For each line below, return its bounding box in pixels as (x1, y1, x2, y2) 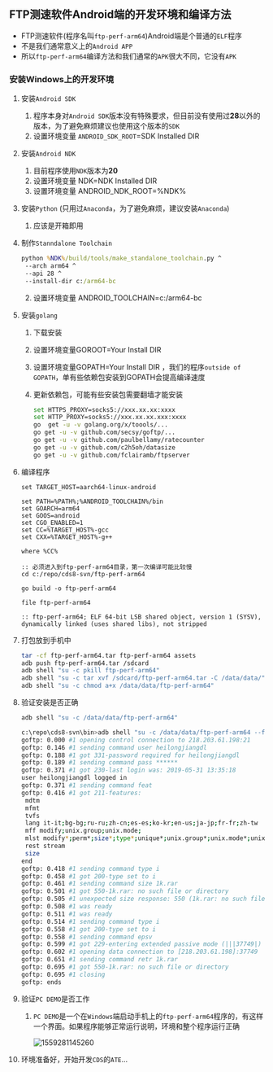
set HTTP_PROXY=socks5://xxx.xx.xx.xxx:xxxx (32, 413, 187, 422)
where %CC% (20, 547, 58, 555)
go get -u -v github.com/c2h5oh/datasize (32, 443, 175, 452)
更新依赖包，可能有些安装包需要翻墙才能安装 (32, 389, 184, 399)
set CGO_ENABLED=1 (20, 518, 84, 527)
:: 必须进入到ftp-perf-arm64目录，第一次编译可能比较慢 (20, 562, 193, 571)
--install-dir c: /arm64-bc (24, 277, 116, 285)
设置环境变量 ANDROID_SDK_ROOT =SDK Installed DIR (32, 131, 200, 141)
